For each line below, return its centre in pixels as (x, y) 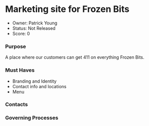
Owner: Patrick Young (35, 23)
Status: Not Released (34, 28)
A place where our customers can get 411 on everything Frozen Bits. (75, 57)
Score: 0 (21, 33)
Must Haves (20, 70)
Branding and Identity (35, 81)
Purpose (16, 46)
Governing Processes (32, 118)
